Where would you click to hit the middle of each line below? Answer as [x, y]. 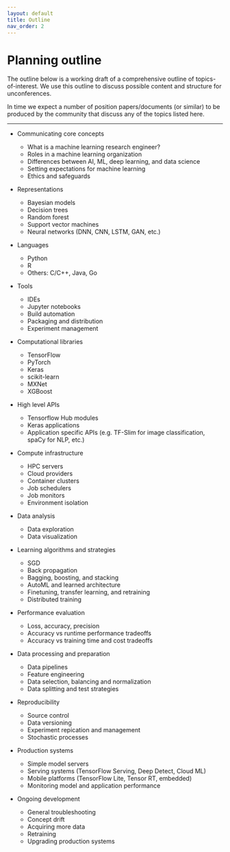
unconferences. [29, 94]
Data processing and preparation [64, 654]
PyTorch [39, 362]
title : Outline [29, 20]
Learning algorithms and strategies [66, 550]
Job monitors [46, 496]
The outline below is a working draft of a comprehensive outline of [101, 79]
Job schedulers [49, 488]
